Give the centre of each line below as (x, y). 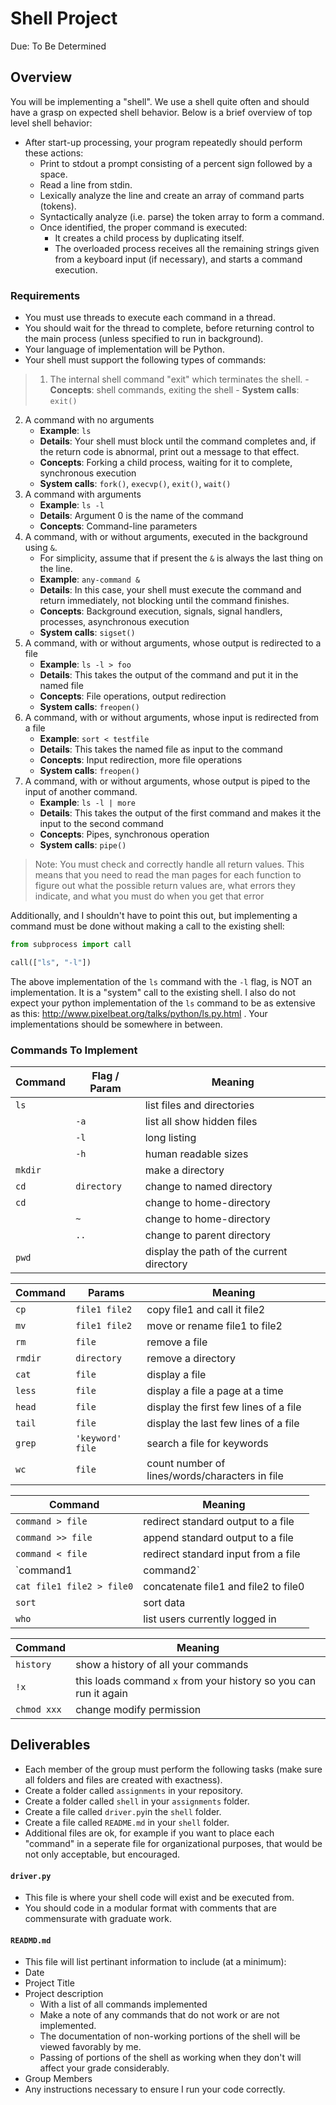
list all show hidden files (201, 1122)
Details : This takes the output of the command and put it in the (169, 675)
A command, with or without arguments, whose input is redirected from (172, 718)
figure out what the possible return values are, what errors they (165, 886)
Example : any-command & (90, 579)
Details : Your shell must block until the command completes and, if (178, 441)
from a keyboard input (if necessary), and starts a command (178, 259)
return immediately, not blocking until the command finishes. (164, 601)
